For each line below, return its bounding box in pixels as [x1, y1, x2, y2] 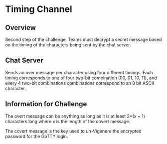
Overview [5, 23, 36, 32]
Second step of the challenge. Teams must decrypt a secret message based [5, 36, 162, 42]
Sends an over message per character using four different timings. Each [5, 69, 153, 75]
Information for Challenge [5, 100, 87, 108]
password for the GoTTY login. [5, 133, 68, 139]
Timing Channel [5, 3, 72, 15]
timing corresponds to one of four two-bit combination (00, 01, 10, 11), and [5, 75, 157, 81]
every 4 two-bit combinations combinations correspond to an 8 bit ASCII [5, 80, 155, 86]
